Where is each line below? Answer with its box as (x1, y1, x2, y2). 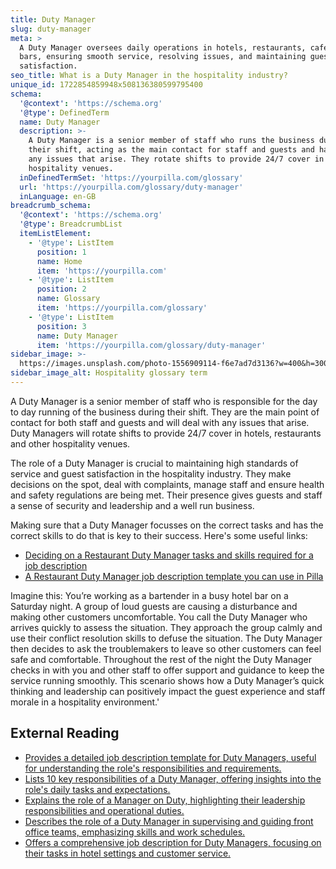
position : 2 (36, 284, 87, 295)
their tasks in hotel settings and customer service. (24, 847, 232, 859)
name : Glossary (36, 294, 101, 304)
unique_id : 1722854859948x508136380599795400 (10, 80, 203, 90)
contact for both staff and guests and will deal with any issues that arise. (10, 416, 310, 428)
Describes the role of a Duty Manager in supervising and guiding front (24, 815, 314, 827)
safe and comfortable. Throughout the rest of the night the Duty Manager (10, 653, 313, 665)
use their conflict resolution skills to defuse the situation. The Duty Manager (10, 632, 323, 644)
